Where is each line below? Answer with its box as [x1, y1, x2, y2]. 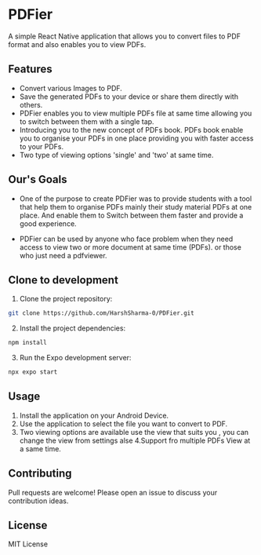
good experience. [19, 218, 77, 228]
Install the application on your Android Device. [19, 411, 169, 420]
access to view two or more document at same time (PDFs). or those [19, 242, 241, 252]
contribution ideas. [8, 496, 69, 506]
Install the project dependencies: [19, 323, 126, 333]
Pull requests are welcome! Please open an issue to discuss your [8, 487, 218, 497]
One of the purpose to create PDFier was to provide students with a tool [19, 194, 252, 203]
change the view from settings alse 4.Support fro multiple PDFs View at [19, 436, 251, 445]
